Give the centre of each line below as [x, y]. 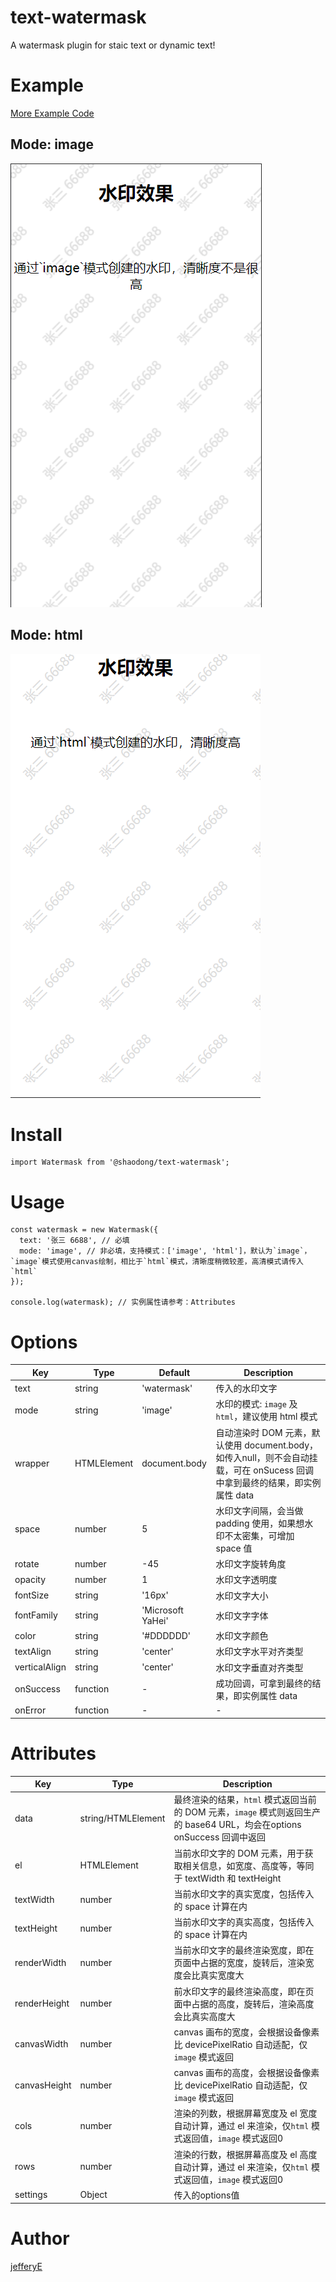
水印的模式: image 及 [256, 1404]
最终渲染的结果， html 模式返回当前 [245, 1800]
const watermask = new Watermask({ [84, 1230]
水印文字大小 [242, 1595]
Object [93, 2195]
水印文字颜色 [242, 1636]
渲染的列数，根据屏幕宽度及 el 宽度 [245, 2113]
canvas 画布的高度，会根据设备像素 [246, 2072]
